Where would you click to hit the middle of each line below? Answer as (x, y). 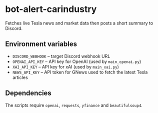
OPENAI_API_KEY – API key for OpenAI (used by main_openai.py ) (77, 61)
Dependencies (28, 93)
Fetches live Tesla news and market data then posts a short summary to (79, 23)
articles (20, 77)
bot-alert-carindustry (51, 9)
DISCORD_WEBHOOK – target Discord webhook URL (61, 56)
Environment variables (41, 44)
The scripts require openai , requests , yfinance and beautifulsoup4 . (74, 105)
